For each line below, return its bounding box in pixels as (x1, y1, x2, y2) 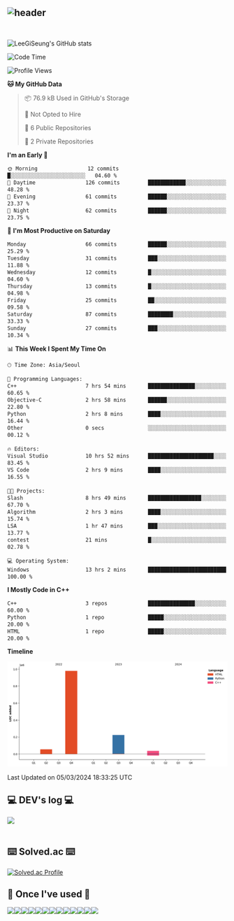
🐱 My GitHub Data (7, 80, 63, 88)
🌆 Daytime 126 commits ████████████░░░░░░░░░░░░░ (7, 179, 227, 186)
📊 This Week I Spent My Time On (7, 344, 106, 353)
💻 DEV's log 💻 (7, 794, 75, 806)
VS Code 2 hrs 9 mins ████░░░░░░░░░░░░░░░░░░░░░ (7, 466, 227, 473)
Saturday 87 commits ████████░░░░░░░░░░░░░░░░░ (7, 311, 227, 318)
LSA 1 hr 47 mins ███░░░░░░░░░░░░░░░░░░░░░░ (7, 522, 227, 529)
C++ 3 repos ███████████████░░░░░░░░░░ (7, 600, 227, 607)
